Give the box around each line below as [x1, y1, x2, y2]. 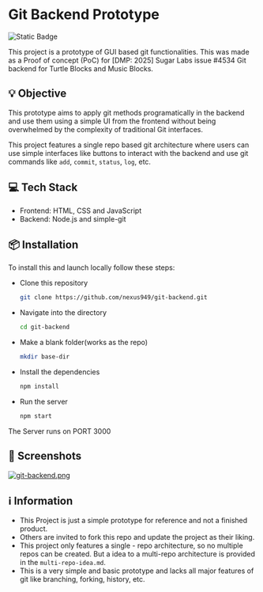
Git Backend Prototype [8, 6, 160, 24]
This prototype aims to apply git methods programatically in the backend [8, 108, 245, 117]
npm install [19, 382, 59, 390]
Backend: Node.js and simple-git [19, 214, 126, 223]
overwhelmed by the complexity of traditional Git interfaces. [8, 124, 204, 134]
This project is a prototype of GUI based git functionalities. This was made [8, 47, 250, 56]
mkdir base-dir [19, 353, 70, 361]
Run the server [19, 397, 69, 406]
